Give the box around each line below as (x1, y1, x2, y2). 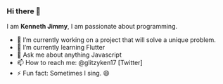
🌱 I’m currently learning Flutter (16, 43, 106, 52)
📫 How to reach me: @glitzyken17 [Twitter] (16, 59, 143, 67)
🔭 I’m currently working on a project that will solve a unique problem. (16, 36, 216, 44)
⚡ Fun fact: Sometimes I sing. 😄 (16, 69, 110, 78)
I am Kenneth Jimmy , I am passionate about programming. (6, 22, 178, 31)
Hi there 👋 (6, 6, 42, 16)
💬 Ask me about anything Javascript (16, 50, 122, 59)
